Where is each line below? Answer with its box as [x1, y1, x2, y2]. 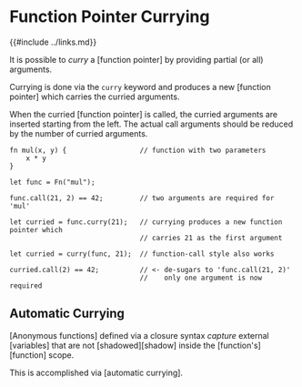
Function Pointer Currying [9, 6, 210, 27]
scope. [48, 349, 75, 361]
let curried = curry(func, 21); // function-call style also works [9, 249, 275, 259]
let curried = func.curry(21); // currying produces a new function [9, 217, 283, 227]
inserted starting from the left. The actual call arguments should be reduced [9, 118, 294, 129]
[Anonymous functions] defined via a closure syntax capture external [9, 330, 270, 341]
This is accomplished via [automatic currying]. [9, 367, 184, 378]
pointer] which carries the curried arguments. [9, 91, 180, 102]
